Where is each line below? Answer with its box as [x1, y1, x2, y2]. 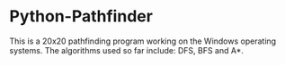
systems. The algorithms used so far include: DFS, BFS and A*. [9, 45, 245, 55]
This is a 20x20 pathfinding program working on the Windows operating [9, 36, 277, 46]
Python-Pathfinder [9, 6, 153, 27]
